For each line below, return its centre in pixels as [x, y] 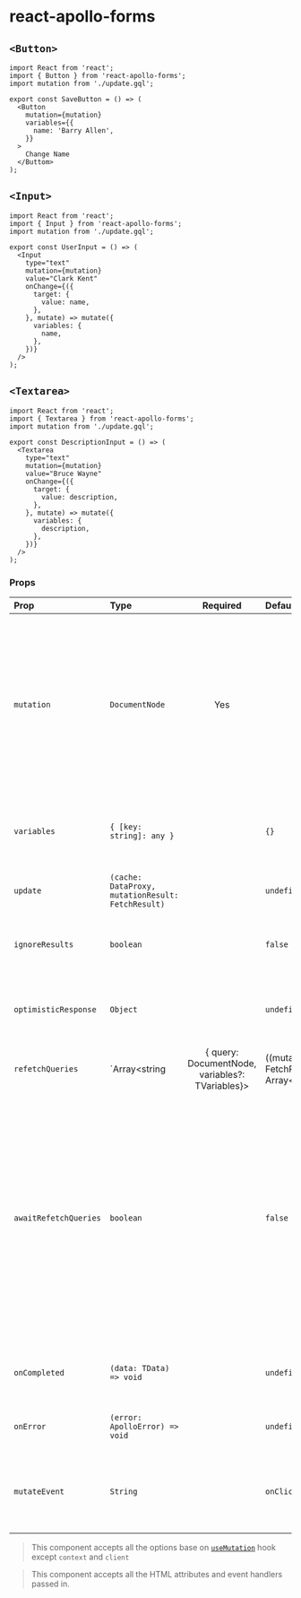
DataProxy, [133, 886]
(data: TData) [140, 1368]
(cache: [126, 877]
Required [222, 605]
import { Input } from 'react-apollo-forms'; [95, 223]
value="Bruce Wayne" [64, 473]
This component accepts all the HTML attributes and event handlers [157, 1574]
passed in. [50, 1584]
